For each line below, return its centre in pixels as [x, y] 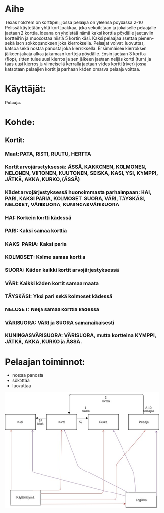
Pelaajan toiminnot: [45, 362]
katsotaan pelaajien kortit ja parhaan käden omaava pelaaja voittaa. [73, 69]
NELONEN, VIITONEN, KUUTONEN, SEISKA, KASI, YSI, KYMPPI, [82, 173]
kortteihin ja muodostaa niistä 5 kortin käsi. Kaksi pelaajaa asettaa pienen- [80, 38]
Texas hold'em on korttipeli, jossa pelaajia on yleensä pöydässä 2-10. [74, 22]
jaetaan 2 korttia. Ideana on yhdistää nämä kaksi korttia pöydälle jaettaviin [79, 33]
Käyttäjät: [26, 89]
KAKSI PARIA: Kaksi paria [36, 244]
